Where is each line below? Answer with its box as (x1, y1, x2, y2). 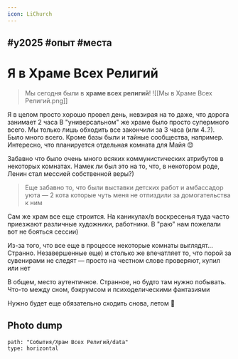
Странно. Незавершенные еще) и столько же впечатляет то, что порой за (7, 249, 232, 257)
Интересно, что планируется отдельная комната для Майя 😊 (7, 140, 194, 149)
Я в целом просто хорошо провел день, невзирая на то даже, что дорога (7, 110, 229, 118)
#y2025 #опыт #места (7, 37, 112, 49)
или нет (7, 264, 31, 272)
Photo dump (7, 320, 63, 332)
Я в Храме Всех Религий (7, 66, 158, 82)
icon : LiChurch (7, 10, 53, 18)
